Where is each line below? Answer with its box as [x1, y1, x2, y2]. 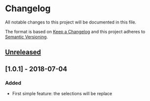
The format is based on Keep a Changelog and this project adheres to [5, 28, 146, 34]
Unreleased [5, 48, 42, 56]
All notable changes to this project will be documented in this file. [5, 19, 137, 25]
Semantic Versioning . [5, 34, 48, 40]
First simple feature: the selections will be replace [12, 91, 112, 97]
